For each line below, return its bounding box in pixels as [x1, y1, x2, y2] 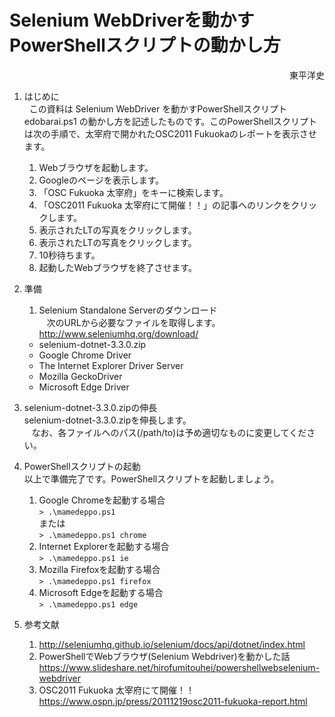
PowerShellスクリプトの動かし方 [9, 34, 281, 57]
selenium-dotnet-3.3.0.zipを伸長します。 [23, 414, 192, 426]
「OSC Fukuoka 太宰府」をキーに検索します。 [38, 186, 229, 198]
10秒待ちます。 [38, 249, 101, 261]
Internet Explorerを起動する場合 [38, 540, 170, 552]
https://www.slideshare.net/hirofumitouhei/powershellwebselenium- [38, 661, 321, 673]
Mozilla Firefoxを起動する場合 [38, 563, 161, 575]
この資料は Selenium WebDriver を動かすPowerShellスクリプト [28, 102, 287, 115]
